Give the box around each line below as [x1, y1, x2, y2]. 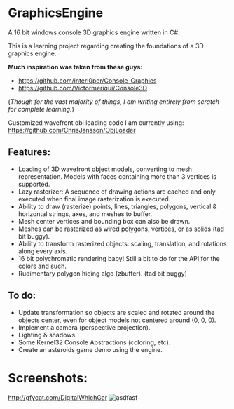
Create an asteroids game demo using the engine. [18, 345, 163, 354]
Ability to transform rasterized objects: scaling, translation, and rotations [18, 239, 227, 248]
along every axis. [18, 247, 68, 255]
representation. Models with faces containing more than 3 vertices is [18, 172, 216, 180]
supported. [18, 180, 50, 188]
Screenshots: [8, 370, 88, 386]
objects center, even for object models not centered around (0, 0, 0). [18, 316, 216, 324]
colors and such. [18, 262, 67, 270]
